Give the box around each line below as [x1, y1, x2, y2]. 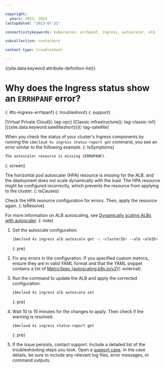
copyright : [5, 11, 28, 16]
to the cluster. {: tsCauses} [5, 188, 59, 194]
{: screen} [5, 162, 26, 168]
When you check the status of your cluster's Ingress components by [5, 134, 144, 140]
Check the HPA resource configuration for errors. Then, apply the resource [5, 197, 157, 203]
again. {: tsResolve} [5, 203, 45, 209]
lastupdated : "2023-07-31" [5, 21, 61, 26]
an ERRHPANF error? [5, 93, 81, 104]
